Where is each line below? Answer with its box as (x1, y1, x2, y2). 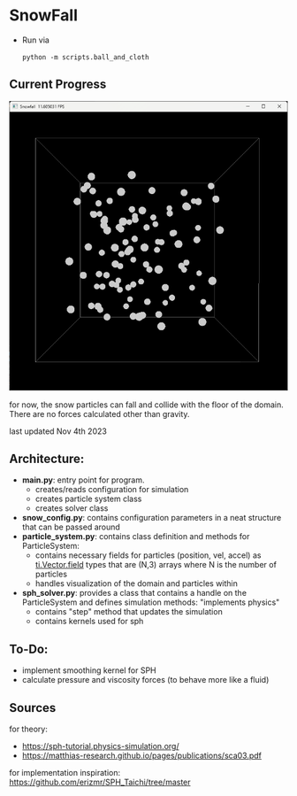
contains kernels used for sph (34, 616, 144, 627)
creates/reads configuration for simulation (34, 484, 189, 495)
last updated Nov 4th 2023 (9, 426, 108, 437)
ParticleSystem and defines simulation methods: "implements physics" (21, 597, 280, 607)
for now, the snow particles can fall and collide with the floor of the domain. (9, 399, 285, 410)
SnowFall (9, 5, 78, 26)
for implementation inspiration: (9, 768, 121, 778)
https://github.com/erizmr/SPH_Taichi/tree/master (9, 777, 192, 788)
